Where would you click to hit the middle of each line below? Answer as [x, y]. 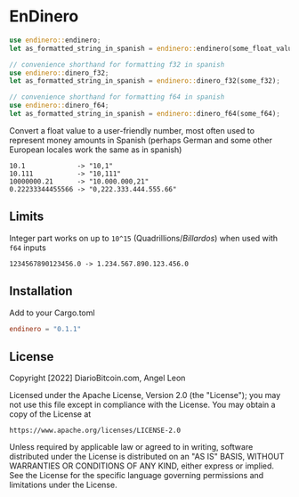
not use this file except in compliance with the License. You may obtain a [142, 405]
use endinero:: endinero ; [55, 40]
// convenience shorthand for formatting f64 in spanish [117, 97]
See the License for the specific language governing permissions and [137, 476]
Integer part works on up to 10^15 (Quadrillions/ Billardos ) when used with [144, 238]
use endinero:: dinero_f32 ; [59, 73]
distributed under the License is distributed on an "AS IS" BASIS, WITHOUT [147, 457]
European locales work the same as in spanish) [96, 150]
